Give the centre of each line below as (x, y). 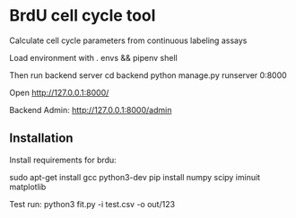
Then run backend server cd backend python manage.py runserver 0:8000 (148, 75)
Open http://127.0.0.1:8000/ (59, 92)
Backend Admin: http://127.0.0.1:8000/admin (91, 109)
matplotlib (28, 187)
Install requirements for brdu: (63, 160)
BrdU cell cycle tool (83, 16)
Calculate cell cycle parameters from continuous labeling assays (128, 40)
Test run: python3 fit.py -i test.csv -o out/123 (92, 204)
